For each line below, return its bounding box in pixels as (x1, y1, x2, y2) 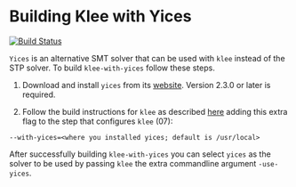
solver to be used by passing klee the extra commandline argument (9, 158, 257, 168)
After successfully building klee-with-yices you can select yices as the (9, 149, 271, 159)
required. (21, 89, 56, 100)
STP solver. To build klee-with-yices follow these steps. (9, 62, 215, 73)
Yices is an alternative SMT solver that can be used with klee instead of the (9, 53, 286, 63)
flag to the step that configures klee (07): (21, 116, 173, 126)
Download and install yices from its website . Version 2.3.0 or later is (21, 79, 271, 90)
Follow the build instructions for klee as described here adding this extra (21, 106, 288, 117)
